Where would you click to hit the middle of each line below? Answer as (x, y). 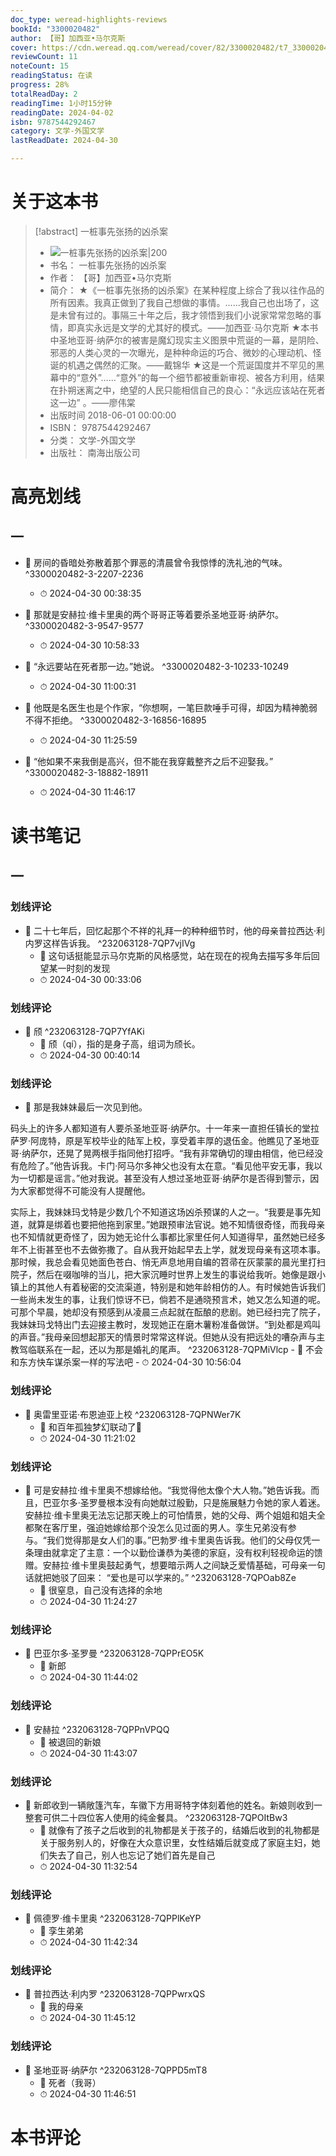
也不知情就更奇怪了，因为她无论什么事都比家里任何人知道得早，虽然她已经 (163, 1237)
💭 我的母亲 (61, 2007)
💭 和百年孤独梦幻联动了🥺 (90, 1427)
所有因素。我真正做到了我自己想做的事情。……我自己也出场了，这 (184, 302)
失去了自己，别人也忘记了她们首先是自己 (132, 1855)
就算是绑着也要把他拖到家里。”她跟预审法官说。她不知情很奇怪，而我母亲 (176, 1225)
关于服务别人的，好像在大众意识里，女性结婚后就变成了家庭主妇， (175, 1842)
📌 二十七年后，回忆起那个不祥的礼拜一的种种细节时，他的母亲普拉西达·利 (174, 930)
